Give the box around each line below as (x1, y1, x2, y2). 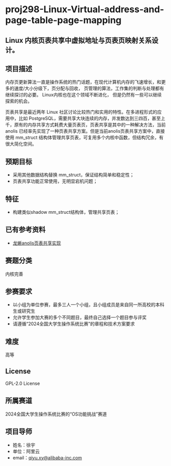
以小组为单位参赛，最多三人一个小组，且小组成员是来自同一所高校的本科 (12, 302, 164, 308)
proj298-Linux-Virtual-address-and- (5, 4, 164, 15)
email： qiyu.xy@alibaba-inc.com (12, 454, 82, 460)
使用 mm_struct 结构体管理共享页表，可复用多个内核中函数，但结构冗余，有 (5, 134, 164, 141)
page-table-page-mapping (5, 14, 122, 26)
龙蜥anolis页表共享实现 (12, 240, 61, 246)
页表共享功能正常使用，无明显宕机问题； (12, 178, 98, 184)
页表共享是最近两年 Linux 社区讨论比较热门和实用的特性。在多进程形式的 (5, 109, 158, 115)
